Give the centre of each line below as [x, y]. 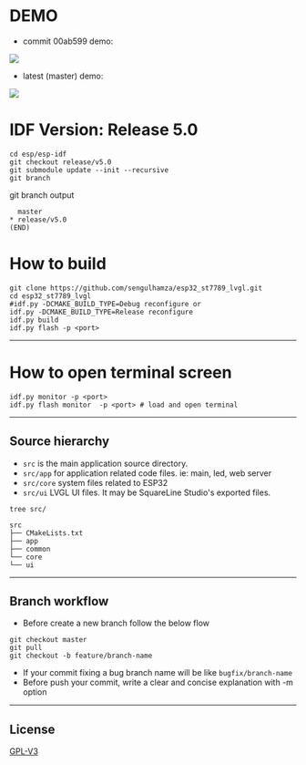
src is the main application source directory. [105, 463]
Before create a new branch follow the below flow [116, 623]
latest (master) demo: [63, 76]
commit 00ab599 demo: [68, 41]
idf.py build [34, 320]
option [35, 692]
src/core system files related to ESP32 [95, 482]
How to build [58, 264]
